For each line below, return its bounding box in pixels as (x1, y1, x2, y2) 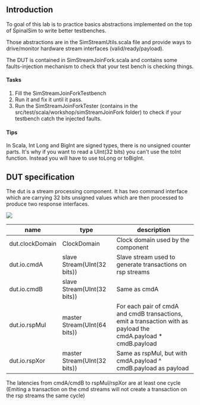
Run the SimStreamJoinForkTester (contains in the (14, 103, 138, 110)
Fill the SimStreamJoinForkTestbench (14, 89, 107, 97)
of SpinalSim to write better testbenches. (6, 27, 107, 34)
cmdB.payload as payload (116, 364, 189, 372)
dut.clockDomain (9, 240, 57, 248)
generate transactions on (116, 261, 187, 269)
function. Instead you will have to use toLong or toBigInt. (6, 154, 145, 162)
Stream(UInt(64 (62, 321, 107, 329)
